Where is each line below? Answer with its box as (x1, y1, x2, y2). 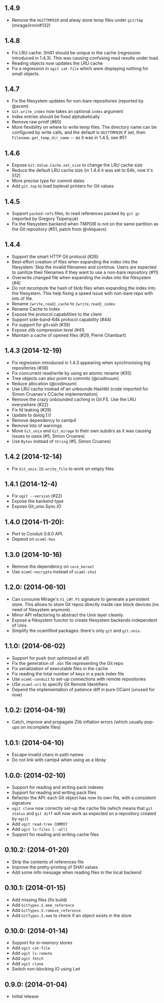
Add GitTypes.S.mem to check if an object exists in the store (11, 912, 132, 918)
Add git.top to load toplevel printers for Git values (11, 183, 114, 189)
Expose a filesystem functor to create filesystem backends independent (11, 617, 158, 623)
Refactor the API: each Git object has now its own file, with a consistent (11, 795, 156, 801)
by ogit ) (11, 816, 29, 821)
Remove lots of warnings (11, 422, 62, 428)
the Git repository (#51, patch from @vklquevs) (11, 226, 107, 232)
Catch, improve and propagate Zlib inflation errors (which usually (11, 719, 143, 725)
